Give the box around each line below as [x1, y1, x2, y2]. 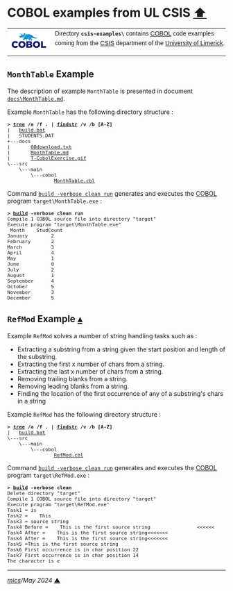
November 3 [7, 289, 54, 296]
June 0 [7, 260, 54, 267]
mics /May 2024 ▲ [7, 576, 61, 584]
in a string [17, 397, 46, 405]
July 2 [7, 266, 54, 273]
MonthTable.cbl [53, 177, 96, 184]
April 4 [7, 249, 54, 256]
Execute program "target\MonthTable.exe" [7, 221, 121, 228]
